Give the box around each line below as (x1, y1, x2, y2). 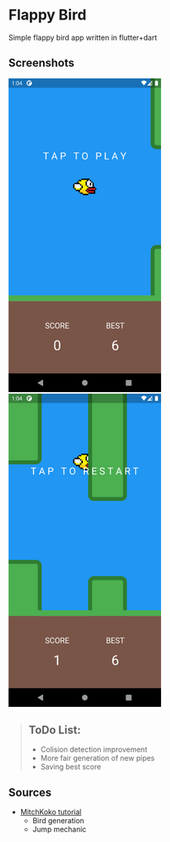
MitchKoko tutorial (20, 807, 82, 817)
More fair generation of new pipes (40, 753, 155, 763)
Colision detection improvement (40, 744, 148, 754)
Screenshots (8, 56, 75, 70)
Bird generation (32, 816, 85, 826)
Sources (8, 785, 52, 799)
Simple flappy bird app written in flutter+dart (8, 33, 158, 42)
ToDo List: (28, 722, 81, 737)
